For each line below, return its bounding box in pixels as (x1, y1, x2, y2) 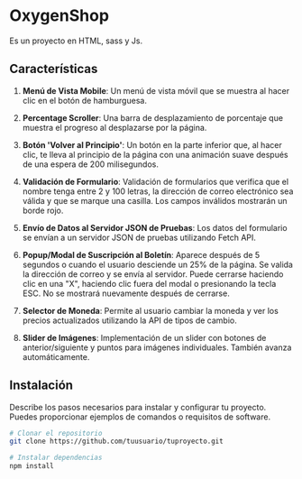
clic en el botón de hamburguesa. (22, 95, 147, 106)
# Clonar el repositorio (9, 428, 103, 438)
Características (9, 61, 98, 77)
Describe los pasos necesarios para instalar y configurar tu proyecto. (9, 401, 267, 412)
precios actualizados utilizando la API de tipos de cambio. (22, 315, 237, 326)
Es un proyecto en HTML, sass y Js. (9, 35, 143, 46)
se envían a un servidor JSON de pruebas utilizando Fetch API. (22, 232, 257, 243)
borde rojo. (22, 205, 64, 216)
